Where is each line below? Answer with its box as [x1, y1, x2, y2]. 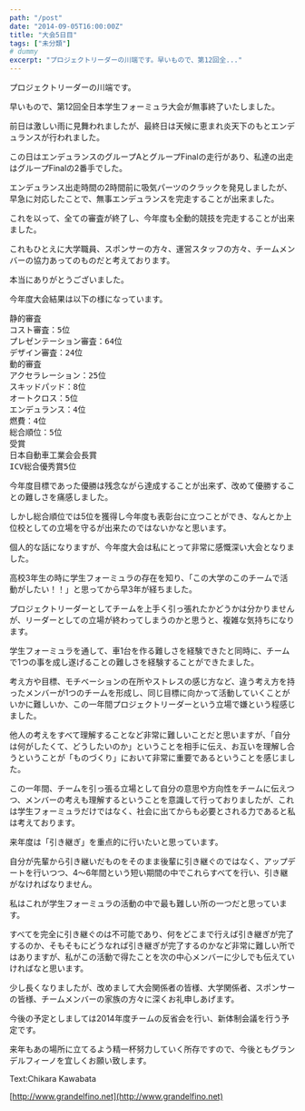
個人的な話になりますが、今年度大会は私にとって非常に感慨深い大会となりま [9, 542, 295, 552]
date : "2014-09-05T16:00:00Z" [9, 22, 124, 31]
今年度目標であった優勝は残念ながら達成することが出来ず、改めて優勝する [9, 480, 288, 491]
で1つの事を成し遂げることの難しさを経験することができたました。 [9, 657, 260, 668]
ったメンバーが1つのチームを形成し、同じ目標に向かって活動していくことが [9, 688, 290, 698]
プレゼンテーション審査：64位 [9, 336, 123, 346]
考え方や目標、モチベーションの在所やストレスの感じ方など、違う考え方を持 [9, 676, 296, 687]
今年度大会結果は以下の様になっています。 [9, 293, 168, 304]
